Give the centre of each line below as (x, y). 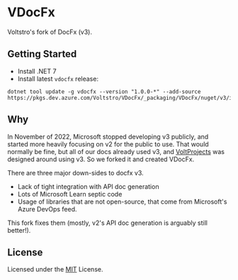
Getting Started (42, 54)
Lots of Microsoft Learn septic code (70, 194)
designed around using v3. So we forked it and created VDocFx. (101, 159)
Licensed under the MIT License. (55, 269)
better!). (19, 230)
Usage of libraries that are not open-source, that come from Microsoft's (122, 202)
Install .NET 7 (37, 71)
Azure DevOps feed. (47, 209)
